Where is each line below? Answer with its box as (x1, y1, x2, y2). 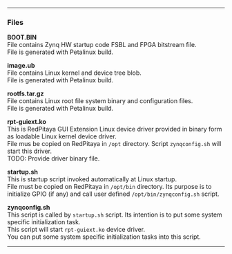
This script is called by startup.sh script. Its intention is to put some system (7, 210, 222, 219)
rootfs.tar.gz (7, 89, 44, 98)
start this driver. (7, 147, 52, 156)
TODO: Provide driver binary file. (7, 154, 100, 163)
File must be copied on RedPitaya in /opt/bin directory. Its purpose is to (7, 183, 212, 191)
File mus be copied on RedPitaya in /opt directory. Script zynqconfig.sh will (7, 140, 222, 148)
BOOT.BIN (7, 33, 37, 42)
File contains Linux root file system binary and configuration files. (7, 97, 193, 105)
